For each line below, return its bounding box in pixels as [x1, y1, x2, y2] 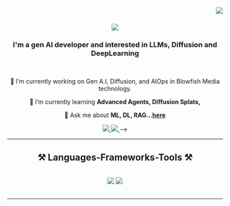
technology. [98, 85, 132, 93]
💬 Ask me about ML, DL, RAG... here [64, 111, 166, 119]
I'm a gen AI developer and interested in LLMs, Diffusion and [12, 40, 218, 50]
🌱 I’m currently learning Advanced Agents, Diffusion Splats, [29, 98, 201, 106]
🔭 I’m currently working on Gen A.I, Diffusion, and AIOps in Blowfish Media [10, 77, 220, 86]
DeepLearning [90, 49, 140, 58]
